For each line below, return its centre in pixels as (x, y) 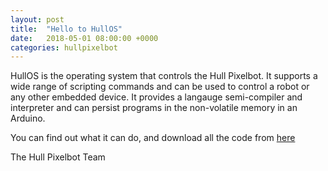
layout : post (37, 19)
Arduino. (28, 118)
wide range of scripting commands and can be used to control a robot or (160, 87)
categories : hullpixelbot (64, 47)
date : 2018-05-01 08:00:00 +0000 (84, 38)
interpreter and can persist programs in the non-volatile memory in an (154, 108)
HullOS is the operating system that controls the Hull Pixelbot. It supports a (164, 76)
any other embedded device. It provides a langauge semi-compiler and (156, 97)
